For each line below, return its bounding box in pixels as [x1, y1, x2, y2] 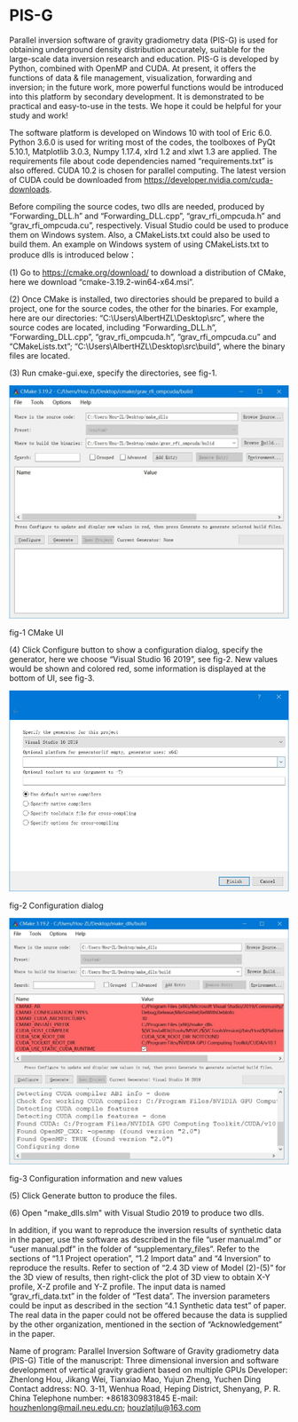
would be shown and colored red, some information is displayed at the [9, 663, 266, 674]
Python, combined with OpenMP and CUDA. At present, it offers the [9, 63, 257, 74]
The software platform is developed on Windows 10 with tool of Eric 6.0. [9, 127, 272, 138]
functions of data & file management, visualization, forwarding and [9, 72, 253, 83]
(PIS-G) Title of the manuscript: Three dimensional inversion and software [9, 1355, 279, 1365]
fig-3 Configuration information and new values [9, 1173, 184, 1183]
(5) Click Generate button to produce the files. [9, 1190, 177, 1201]
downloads [9, 184, 51, 194]
